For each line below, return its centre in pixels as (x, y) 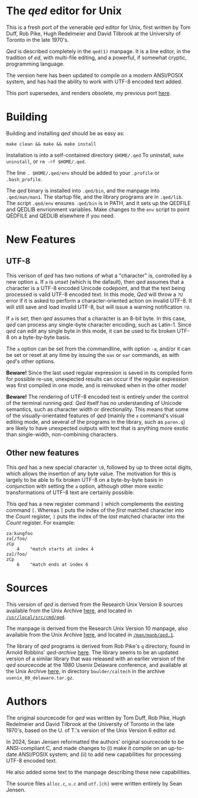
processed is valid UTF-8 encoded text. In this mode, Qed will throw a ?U (95, 294)
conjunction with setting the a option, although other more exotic (85, 486)
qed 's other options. (31, 361)
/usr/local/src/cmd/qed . (36, 617)
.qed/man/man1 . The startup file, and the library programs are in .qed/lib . (95, 197)
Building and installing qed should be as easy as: (66, 133)
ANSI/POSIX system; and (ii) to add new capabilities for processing (100, 754)
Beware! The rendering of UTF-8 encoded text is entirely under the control (98, 397)
